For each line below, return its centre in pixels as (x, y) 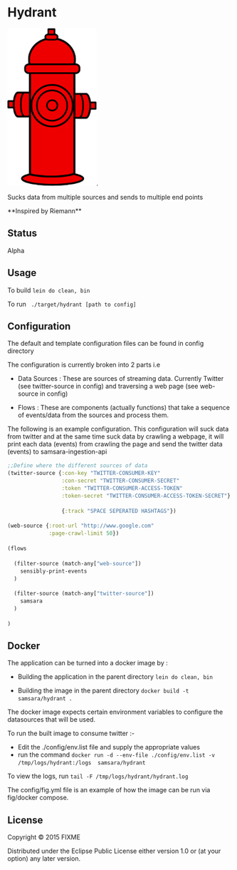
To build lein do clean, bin (49, 290)
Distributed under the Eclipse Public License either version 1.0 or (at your (114, 851)
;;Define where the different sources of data (78, 466)
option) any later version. (44, 859)
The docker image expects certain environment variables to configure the (115, 712)
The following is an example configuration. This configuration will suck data (118, 429)
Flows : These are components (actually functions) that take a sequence (123, 408)
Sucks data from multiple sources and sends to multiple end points (105, 197)
